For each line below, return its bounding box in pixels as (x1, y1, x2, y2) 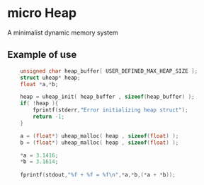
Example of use (7, 49, 77, 61)
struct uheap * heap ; (20, 74, 81, 81)
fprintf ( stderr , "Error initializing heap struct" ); (33, 107, 189, 114)
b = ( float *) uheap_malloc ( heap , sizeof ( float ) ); (20, 139, 179, 146)
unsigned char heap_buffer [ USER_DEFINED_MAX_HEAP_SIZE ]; (20, 67, 198, 75)
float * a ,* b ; (20, 80, 59, 88)
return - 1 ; (33, 113, 65, 120)
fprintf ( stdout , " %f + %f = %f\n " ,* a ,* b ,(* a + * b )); (20, 172, 176, 179)
